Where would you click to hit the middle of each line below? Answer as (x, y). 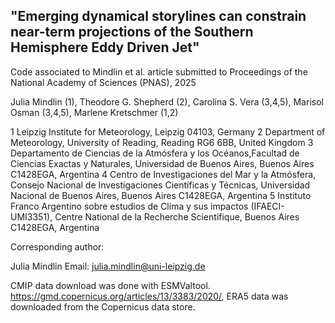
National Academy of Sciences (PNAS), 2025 (103, 82)
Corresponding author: (57, 246)
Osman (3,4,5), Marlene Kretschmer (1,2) (94, 112)
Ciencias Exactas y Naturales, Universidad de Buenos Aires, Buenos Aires (162, 163)
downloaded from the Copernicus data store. (103, 306)
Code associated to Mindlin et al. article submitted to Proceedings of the (159, 71)
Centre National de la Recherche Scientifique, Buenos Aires (177, 216)
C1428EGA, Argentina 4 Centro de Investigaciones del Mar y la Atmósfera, (163, 174)
